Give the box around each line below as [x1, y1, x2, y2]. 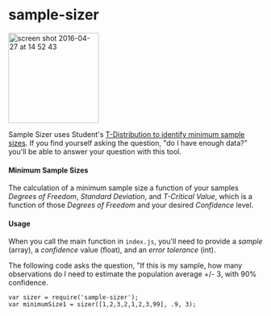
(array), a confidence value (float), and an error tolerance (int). [8, 245, 216, 255]
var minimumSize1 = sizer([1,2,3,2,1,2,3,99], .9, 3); [8, 301, 197, 309]
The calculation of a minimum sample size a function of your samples [8, 183, 240, 193]
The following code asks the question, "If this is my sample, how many [8, 260, 243, 271]
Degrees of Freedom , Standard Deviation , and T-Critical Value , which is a [8, 192, 252, 202]
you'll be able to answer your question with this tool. [8, 147, 181, 156]
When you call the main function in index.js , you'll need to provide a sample [8, 236, 264, 247]
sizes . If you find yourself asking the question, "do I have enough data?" [8, 138, 248, 148]
